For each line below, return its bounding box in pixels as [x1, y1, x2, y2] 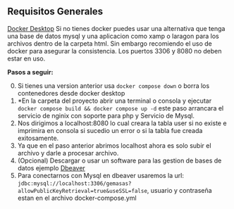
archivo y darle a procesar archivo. [17, 148, 119, 157]
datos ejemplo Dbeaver [17, 163, 86, 172]
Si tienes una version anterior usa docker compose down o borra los [17, 81, 210, 90]
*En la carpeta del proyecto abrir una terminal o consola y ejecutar [17, 96, 212, 105]
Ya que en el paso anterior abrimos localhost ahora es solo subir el [17, 141, 211, 150]
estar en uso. [7, 54, 46, 63]
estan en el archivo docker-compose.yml [17, 194, 137, 202]
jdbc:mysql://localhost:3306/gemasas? [17, 179, 132, 187]
